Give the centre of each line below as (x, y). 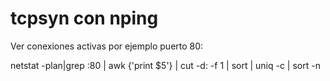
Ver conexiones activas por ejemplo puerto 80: (107, 46)
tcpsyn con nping (84, 18)
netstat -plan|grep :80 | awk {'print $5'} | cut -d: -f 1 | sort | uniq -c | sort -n (165, 65)
